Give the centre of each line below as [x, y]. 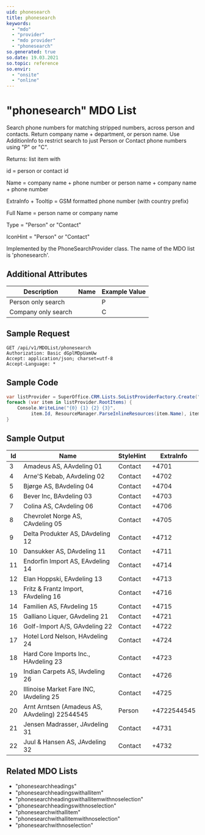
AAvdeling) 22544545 [56, 714]
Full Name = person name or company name [62, 213]
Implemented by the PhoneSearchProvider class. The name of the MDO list [101, 249]
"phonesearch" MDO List [71, 111]
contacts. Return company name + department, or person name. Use [93, 134]
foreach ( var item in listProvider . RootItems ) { [69, 402]
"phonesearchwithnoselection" [54, 825]
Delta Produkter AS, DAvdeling [67, 534]
